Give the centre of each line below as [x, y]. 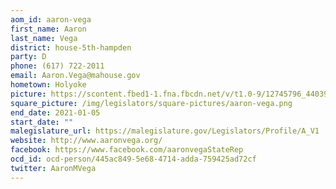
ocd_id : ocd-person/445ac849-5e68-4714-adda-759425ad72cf [133, 159]
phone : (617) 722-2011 [57, 66]
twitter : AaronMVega [53, 168]
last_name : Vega [44, 38]
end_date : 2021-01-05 [55, 112]
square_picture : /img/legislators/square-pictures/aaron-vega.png [151, 103]
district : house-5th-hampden [71, 47]
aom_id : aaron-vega [51, 19]
